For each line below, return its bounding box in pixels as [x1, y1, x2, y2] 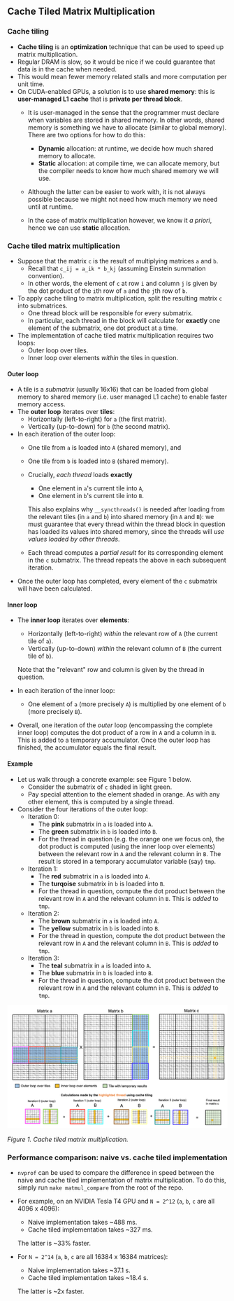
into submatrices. [17, 301, 68, 310]
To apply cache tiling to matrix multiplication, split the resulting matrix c [17, 294, 222, 302]
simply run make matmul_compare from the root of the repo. [17, 1183, 184, 1192]
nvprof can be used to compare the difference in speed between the [17, 1168, 214, 1176]
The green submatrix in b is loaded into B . [38, 827, 158, 836]
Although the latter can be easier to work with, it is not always [27, 187, 206, 195]
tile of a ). [27, 637, 54, 645]
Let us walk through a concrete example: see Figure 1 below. [17, 775, 192, 783]
